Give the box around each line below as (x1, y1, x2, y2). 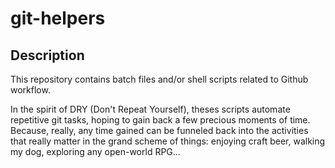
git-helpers (10, 7, 106, 30)
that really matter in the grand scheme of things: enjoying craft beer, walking (10, 135, 326, 147)
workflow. (10, 84, 51, 96)
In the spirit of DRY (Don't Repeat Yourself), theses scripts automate (10, 103, 291, 115)
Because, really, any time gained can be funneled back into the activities (10, 125, 309, 136)
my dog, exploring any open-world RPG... (10, 146, 181, 157)
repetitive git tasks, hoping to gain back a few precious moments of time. (10, 114, 311, 126)
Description (10, 47, 85, 64)
